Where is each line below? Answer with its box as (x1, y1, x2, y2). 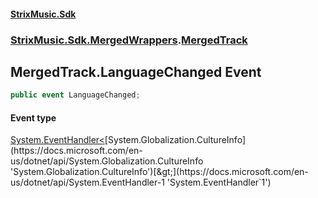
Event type (10, 111, 57, 124)
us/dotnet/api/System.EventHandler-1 (10, 176, 165, 189)
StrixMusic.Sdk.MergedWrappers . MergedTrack (10, 33, 248, 47)
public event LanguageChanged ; (10, 90, 141, 100)
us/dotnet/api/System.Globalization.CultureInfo (10, 155, 204, 167)
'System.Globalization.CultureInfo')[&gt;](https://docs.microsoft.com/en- (10, 166, 309, 178)
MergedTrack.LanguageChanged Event (10, 63, 262, 80)
